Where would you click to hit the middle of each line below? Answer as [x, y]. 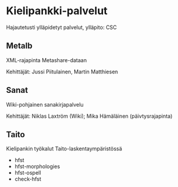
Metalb [19, 46]
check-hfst [28, 179]
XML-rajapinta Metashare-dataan [47, 60]
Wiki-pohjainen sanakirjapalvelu [45, 104]
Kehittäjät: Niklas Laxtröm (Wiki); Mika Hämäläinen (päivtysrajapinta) [89, 116]
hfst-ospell [28, 173]
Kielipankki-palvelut [57, 11]
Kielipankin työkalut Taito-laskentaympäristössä [64, 149]
